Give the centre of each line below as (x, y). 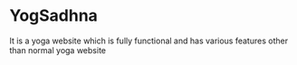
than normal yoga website (58, 50)
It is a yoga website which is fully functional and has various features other (148, 41)
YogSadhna (53, 16)
